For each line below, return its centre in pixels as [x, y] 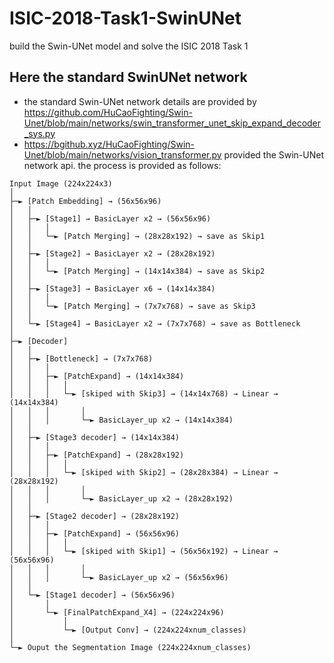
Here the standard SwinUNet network [128, 77]
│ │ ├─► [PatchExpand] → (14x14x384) [97, 376]
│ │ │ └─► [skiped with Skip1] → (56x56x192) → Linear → [144, 551]
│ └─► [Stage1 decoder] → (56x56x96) [92, 595]
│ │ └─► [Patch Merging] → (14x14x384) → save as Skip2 [137, 271]
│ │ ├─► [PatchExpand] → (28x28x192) [97, 455]
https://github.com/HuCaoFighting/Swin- [108, 112]
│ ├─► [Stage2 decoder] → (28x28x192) [95, 516]
